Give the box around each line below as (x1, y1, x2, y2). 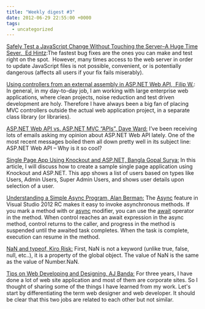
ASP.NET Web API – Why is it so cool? (6, 144, 102, 152)
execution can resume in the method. (6, 233, 100, 240)
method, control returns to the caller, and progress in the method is (6, 220, 176, 228)
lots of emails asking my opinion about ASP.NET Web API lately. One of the (6, 132, 195, 139)
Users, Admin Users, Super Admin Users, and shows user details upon (6, 176, 185, 184)
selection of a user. (6, 182, 55, 190)
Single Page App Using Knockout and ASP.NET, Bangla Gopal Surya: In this (6, 157, 196, 164)
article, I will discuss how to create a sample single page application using (6, 163, 193, 170)
